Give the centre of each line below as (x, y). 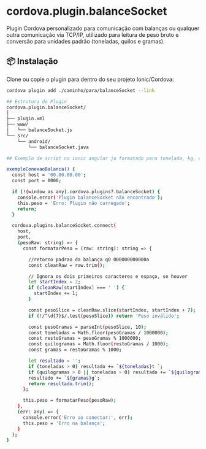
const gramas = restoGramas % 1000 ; (75, 350)
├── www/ (17, 125)
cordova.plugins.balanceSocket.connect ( (64, 226)
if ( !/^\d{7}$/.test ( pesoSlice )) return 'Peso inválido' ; (104, 316)
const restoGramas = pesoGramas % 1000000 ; (85, 339)
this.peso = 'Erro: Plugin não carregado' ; (74, 203)
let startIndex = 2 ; (55, 282)
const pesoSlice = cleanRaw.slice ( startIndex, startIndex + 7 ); (112, 310)
